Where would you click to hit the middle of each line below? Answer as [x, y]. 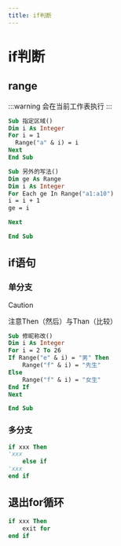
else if [35, 462]
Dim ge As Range [35, 179]
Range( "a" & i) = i [47, 143]
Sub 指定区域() [31, 121]
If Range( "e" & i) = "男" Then [59, 358]
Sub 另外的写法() [33, 171]
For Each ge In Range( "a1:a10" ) [61, 193]
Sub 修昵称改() [31, 336]
